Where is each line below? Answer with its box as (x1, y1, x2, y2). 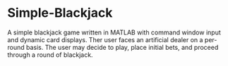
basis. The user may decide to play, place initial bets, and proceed (25, 43, 219, 51)
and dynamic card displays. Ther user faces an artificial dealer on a (7, 35, 203, 44)
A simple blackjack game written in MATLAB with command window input (7, 28, 221, 37)
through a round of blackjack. (7, 51, 93, 59)
